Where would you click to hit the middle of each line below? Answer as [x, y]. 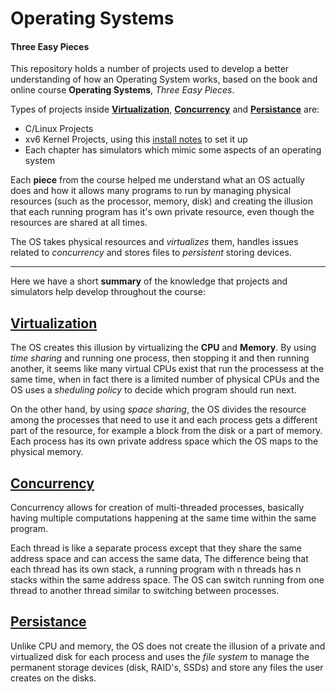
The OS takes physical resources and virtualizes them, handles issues [154, 242]
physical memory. [47, 452]
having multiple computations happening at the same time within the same [163, 518]
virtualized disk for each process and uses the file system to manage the [160, 656]
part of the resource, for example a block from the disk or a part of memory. [166, 431]
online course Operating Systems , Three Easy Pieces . [122, 90]
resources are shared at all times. [79, 223]
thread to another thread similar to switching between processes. [145, 591]
